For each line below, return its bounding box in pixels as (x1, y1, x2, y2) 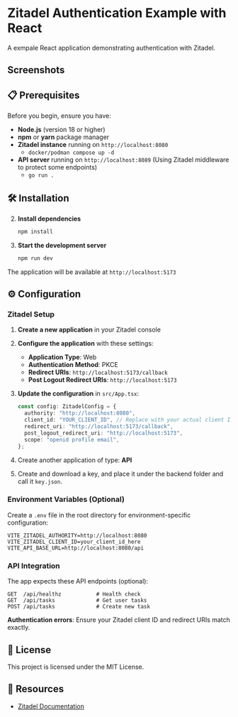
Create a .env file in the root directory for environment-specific (7, 510, 191, 519)
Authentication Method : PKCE (28, 361, 118, 369)
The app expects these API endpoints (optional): (7, 577, 149, 586)
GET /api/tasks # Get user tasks (7, 597, 147, 604)
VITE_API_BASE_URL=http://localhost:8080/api (7, 544, 144, 552)
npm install (17, 228, 53, 235)
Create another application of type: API (17, 456, 132, 464)
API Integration (7, 561, 60, 571)
